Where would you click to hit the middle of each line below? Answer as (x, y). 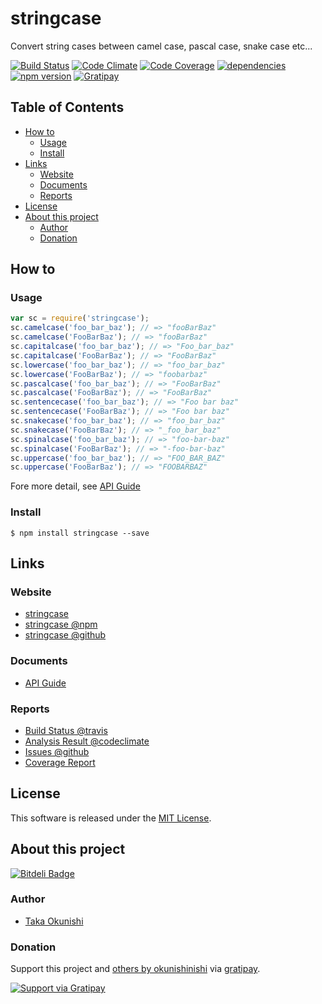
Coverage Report (60, 762)
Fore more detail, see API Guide (75, 486)
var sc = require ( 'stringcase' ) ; (80, 318)
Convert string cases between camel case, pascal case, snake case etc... (161, 46)
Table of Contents (67, 107)
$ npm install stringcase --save (80, 533)
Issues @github (57, 751)
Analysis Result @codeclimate (87, 741)
